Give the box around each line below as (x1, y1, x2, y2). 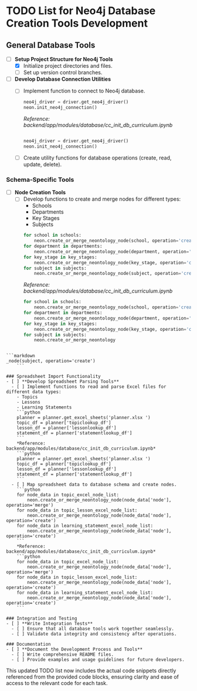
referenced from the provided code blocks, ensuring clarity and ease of (6, 673, 179, 680)
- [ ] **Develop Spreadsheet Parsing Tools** (6, 378, 119, 385)
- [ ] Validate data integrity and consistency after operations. (11, 631, 177, 637)
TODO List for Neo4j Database (6, 4, 156, 18)
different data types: (6, 389, 62, 395)
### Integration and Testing (6, 616, 77, 622)
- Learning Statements (16, 404, 72, 410)
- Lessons (16, 399, 41, 406)
